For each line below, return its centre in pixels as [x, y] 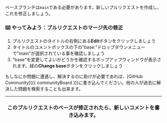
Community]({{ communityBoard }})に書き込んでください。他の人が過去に [81, 83]
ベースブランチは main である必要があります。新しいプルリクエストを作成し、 [83, 7]
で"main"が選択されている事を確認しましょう [59, 53]
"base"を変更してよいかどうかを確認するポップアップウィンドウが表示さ [87, 60]
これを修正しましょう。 [29, 13]
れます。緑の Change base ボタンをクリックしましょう [68, 66]
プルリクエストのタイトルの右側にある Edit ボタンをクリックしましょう [84, 41]
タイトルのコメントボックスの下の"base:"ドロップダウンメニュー [79, 47]
